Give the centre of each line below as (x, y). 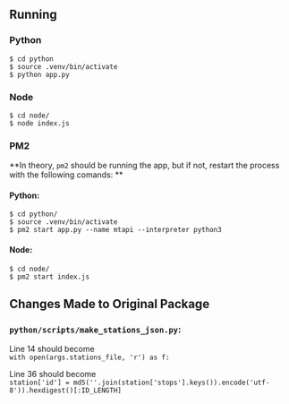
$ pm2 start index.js (50, 277)
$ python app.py (39, 74)
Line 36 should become (53, 374)
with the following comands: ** (66, 175)
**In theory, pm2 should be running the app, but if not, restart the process (144, 166)
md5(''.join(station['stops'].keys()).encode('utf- (171, 383)
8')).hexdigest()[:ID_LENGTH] (66, 391)
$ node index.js (39, 123)
